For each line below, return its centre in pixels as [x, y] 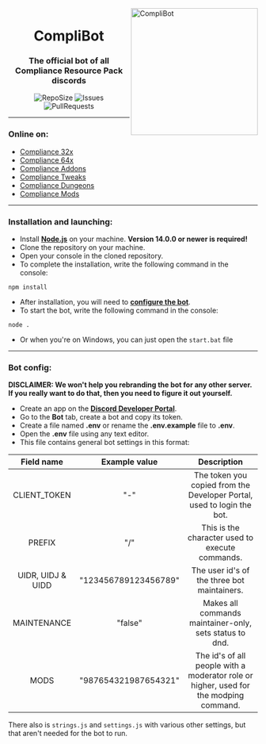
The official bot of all [69, 61]
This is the [220, 528]
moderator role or [220, 676]
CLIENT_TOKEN [42, 495]
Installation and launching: [61, 221]
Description [220, 462]
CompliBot [69, 36]
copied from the [221, 485]
